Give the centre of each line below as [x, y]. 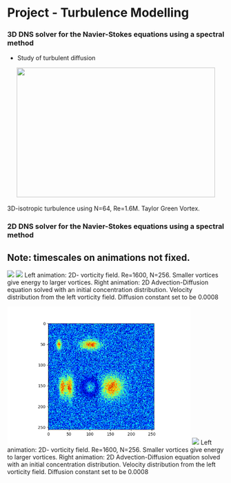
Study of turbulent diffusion [56, 58]
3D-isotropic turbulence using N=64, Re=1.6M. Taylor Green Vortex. [103, 208]
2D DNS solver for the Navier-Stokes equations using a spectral [116, 226]
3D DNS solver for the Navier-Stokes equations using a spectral [116, 35]
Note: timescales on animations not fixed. [99, 257]
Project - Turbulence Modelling [98, 13]
